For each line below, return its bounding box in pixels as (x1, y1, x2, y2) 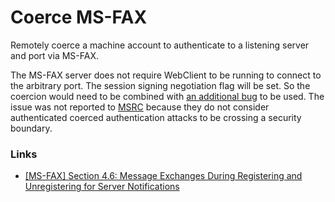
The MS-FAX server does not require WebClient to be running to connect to (10, 69, 322, 81)
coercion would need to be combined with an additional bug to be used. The (10, 90, 325, 102)
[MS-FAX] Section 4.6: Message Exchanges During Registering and (24, 170, 303, 182)
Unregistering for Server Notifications (24, 181, 180, 193)
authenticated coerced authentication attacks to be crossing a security (10, 111, 302, 123)
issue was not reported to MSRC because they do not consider (10, 101, 270, 113)
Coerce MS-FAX (10, 6, 148, 29)
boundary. (10, 122, 53, 134)
